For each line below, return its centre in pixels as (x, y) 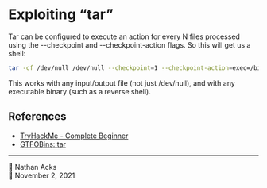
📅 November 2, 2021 (42, 175)
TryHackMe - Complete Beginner (74, 136)
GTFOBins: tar (43, 144)
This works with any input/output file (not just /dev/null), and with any (122, 83)
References (37, 117)
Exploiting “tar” (61, 15)
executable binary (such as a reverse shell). (79, 91)
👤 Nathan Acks (33, 167)
